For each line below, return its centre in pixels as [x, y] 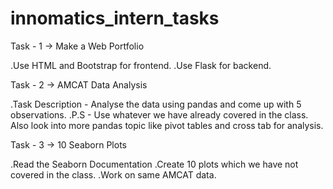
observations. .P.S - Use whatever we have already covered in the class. [159, 114]
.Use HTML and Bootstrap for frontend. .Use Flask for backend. [141, 65]
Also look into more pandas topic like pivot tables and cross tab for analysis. [167, 125]
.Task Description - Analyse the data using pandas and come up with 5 [156, 104]
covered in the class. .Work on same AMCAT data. [113, 174]
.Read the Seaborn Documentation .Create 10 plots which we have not [154, 164]
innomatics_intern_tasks [115, 18]
